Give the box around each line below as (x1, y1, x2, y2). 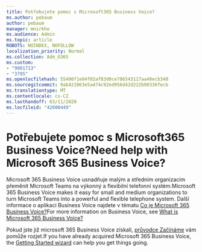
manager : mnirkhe (6, 25, 50, 32)
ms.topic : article (6, 37, 52, 43)
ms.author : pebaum (6, 15, 52, 21)
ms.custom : (6, 59, 34, 65)
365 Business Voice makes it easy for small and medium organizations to (6, 189, 188, 196)
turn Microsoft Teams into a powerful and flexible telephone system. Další (6, 195, 189, 202)
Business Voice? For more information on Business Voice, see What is (6, 208, 178, 215)
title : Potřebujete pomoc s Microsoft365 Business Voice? (6, 8, 155, 15)
